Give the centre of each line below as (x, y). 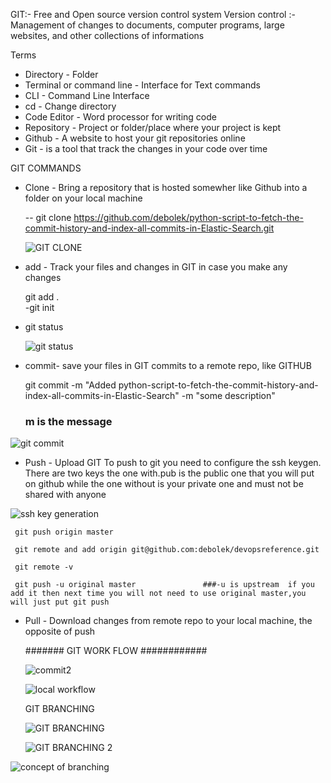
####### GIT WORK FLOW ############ (116, 651)
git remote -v (44, 567)
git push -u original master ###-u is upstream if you (164, 585)
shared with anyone (65, 495)
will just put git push (60, 602)
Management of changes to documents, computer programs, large (147, 25)
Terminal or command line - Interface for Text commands (142, 85)
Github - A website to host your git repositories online (135, 138)
